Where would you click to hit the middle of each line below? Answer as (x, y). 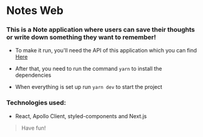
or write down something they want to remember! (81, 37)
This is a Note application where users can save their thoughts (101, 30)
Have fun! (34, 128)
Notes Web (35, 11)
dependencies (33, 75)
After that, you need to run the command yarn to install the (89, 69)
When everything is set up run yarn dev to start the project (89, 87)
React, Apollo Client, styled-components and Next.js (81, 116)
